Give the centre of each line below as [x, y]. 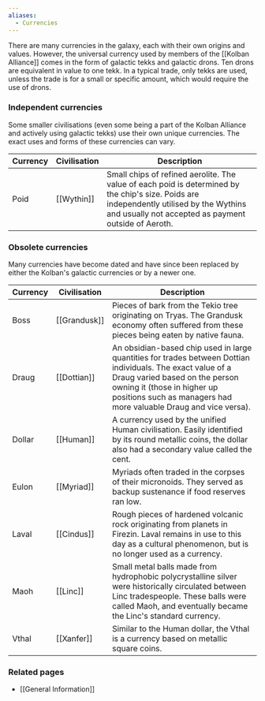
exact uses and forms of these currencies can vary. [92, 141]
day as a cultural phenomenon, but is [180, 544]
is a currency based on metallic [170, 639]
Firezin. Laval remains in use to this [177, 535]
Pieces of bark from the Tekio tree [175, 306]
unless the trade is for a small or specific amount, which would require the [129, 79]
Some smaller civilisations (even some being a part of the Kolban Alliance [127, 125]
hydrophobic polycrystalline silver [174, 576]
